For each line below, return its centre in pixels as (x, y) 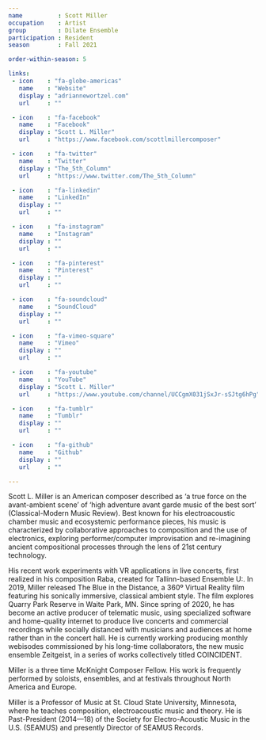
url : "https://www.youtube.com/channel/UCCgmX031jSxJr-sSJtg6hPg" (139, 394)
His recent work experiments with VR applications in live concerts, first (123, 570)
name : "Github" (51, 452)
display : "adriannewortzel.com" (74, 96)
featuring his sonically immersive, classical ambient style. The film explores (131, 596)
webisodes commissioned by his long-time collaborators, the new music (126, 647)
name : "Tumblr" (51, 416)
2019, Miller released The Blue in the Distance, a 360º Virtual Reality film (126, 588)
